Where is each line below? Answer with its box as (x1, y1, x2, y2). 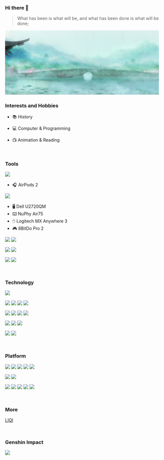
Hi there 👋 (5, 4, 29, 11)
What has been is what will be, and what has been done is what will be (17, 16, 159, 21)
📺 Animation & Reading (12, 137, 60, 143)
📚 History (12, 114, 33, 120)
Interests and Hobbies (5, 102, 59, 109)
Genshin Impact (5, 439, 44, 445)
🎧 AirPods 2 (12, 182, 38, 188)
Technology (5, 279, 34, 286)
